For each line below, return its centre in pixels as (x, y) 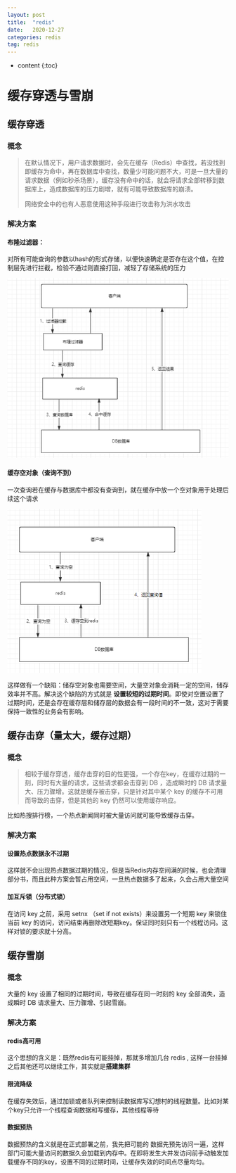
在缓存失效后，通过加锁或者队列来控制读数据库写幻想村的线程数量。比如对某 (118, 1101)
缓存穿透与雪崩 (51, 96)
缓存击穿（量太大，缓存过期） (72, 735)
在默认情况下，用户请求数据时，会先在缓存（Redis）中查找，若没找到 (125, 163)
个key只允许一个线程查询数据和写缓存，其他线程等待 (83, 1110)
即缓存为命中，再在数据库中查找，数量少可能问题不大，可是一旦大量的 (126, 171)
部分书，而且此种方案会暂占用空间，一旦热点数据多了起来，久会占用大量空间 (118, 879)
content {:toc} (38, 65)
